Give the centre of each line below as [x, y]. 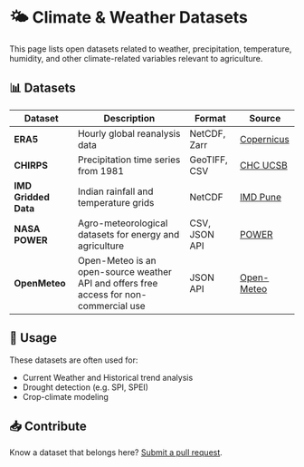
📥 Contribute [48, 426]
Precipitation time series [129, 160]
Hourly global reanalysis [129, 133]
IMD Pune [261, 197]
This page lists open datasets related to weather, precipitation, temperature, [151, 49]
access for [100, 294]
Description [129, 118]
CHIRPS [31, 165]
